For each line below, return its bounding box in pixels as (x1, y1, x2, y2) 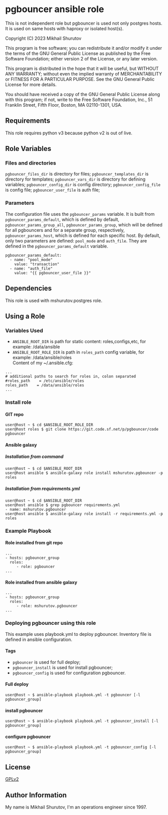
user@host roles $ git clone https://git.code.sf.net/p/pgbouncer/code (5, 427, 158, 432)
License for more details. (5, 81, 57, 88)
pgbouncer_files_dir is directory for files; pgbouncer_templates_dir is (5, 171, 149, 177)
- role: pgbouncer (16, 564, 55, 569)
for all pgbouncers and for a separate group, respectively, (5, 227, 125, 233)
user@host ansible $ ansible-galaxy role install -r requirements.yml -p (5, 511, 163, 516)
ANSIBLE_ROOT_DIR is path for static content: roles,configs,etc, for (12, 339, 146, 345)
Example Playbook (5, 527, 52, 534)
